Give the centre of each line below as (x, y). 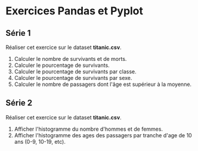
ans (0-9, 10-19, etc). (40, 141)
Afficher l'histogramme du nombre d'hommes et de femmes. (89, 129)
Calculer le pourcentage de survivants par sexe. (73, 78)
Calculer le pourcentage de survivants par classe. (75, 72)
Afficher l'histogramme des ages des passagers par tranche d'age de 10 (103, 135)
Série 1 (18, 33)
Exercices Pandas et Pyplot (75, 11)
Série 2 (19, 103)
